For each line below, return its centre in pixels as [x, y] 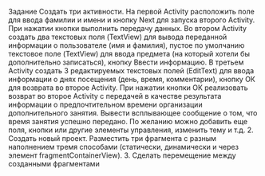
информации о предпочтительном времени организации [105, 104]
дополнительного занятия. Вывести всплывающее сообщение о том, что [133, 113]
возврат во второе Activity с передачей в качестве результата [115, 96]
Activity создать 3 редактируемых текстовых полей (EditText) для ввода [131, 70]
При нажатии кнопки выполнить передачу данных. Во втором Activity [128, 28]
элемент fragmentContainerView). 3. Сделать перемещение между [123, 155]
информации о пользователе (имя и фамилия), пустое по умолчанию [127, 45]
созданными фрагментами [54, 164]
